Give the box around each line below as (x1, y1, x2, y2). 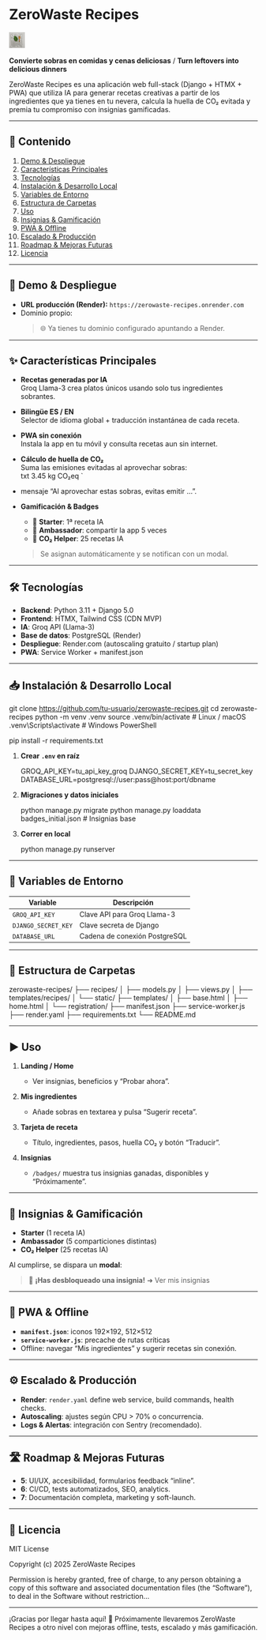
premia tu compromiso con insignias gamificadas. (9, 104, 171, 114)
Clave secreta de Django (79, 920, 159, 930)
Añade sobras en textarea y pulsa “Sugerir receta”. (32, 1108, 197, 1117)
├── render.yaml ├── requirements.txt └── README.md (9, 1010, 197, 1020)
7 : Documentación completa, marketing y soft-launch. (20, 1493, 197, 1503)
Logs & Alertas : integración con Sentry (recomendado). (20, 1420, 202, 1429)
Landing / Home (20, 1061, 74, 1071)
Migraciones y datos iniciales (20, 790, 119, 799)
